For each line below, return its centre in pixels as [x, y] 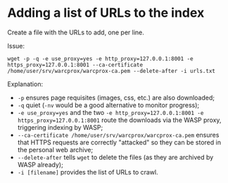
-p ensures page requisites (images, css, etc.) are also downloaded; [116, 97]
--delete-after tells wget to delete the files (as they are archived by [115, 157]
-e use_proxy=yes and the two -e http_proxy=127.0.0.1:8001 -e [110, 112]
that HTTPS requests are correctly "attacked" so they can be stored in [119, 142]
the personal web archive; [55, 149]
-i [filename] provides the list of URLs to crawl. [88, 172]
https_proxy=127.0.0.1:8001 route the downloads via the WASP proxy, [119, 120]
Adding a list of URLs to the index [106, 13]
